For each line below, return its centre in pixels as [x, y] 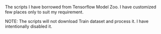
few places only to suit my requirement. [44, 12]
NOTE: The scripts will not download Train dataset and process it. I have [77, 21]
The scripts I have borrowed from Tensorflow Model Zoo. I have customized [80, 7]
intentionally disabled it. [29, 26]
